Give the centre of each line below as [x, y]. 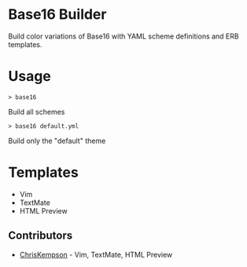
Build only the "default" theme [57, 141]
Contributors [41, 236]
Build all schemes [37, 112]
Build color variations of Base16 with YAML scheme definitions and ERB [124, 36]
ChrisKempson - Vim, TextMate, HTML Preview [96, 254]
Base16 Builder [57, 15]
